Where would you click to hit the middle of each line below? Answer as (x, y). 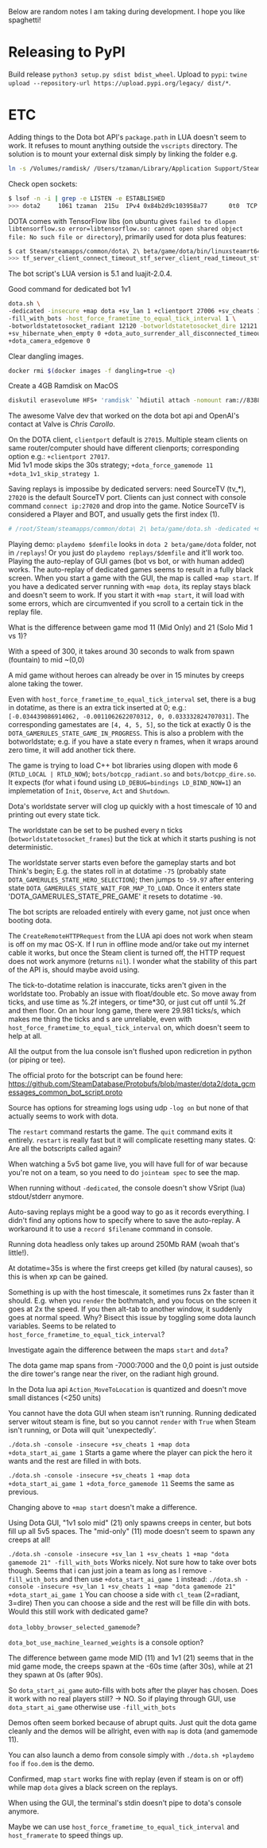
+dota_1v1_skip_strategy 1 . (54, 474)
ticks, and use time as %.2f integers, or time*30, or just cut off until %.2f (127, 1002)
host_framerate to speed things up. (66, 1835)
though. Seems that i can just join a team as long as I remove (108, 1571)
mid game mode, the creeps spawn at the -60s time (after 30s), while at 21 (130, 1666)
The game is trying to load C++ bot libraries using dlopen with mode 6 (123, 765)
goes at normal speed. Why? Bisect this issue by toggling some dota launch (132, 1318)
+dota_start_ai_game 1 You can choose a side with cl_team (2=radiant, (124, 1594)
